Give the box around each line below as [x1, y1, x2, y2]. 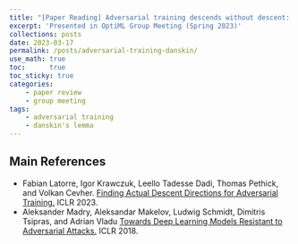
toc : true [9, 63, 66, 72]
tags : [9, 105, 30, 114]
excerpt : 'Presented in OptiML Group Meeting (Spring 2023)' [9, 21, 243, 30]
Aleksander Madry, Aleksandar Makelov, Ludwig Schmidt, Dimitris [21, 206, 266, 217]
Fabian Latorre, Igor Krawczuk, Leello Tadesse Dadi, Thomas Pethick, [21, 178, 279, 189]
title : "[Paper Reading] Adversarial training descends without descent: [9, 13, 291, 22]
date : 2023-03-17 [9, 38, 74, 47]
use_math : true [9, 55, 66, 63]
